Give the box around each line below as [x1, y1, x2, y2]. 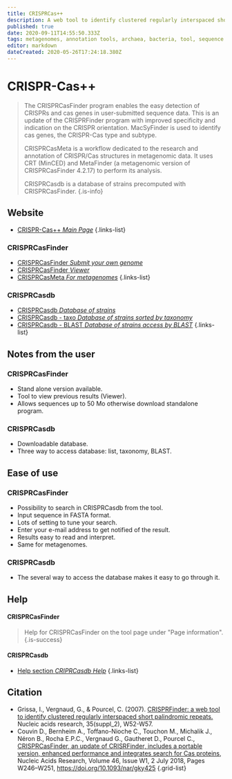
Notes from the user [7, 348, 95, 360]
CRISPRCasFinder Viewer [17, 266, 90, 274]
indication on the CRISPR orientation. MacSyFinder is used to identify [23, 123, 221, 131]
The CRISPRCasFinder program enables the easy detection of [23, 101, 200, 109]
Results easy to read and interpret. [17, 533, 116, 541]
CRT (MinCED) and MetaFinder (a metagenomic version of [23, 158, 191, 167]
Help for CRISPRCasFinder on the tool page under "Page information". [23, 627, 224, 636]
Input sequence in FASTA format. [17, 511, 112, 519]
